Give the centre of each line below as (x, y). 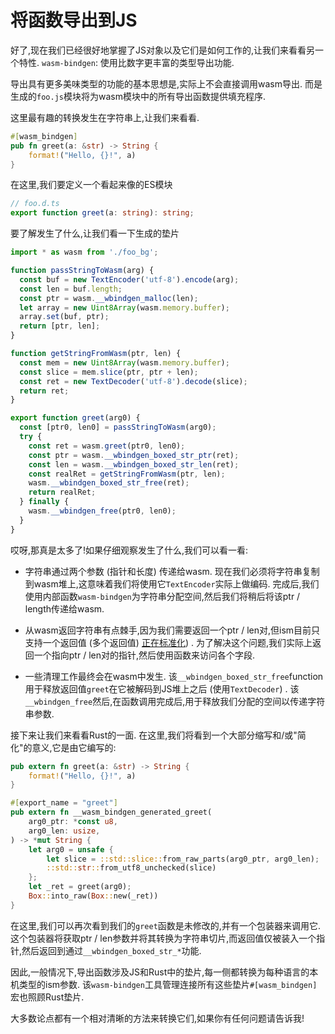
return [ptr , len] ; (60, 326)
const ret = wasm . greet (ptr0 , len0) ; (107, 446)
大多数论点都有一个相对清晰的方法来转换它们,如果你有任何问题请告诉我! (157, 1018)
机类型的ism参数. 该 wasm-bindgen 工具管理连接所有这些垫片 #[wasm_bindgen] (164, 984)
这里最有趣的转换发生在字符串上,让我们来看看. (105, 117)
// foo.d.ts (35, 204)
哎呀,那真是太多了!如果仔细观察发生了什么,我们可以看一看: (129, 550)
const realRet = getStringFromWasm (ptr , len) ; (127, 474)
